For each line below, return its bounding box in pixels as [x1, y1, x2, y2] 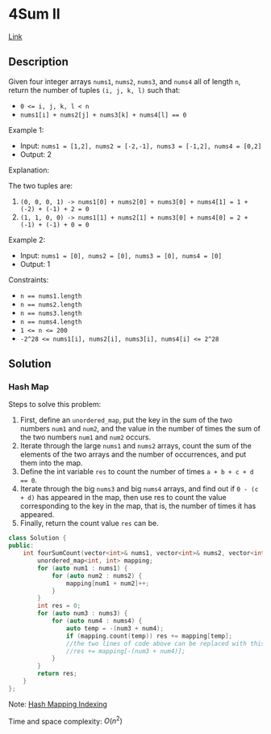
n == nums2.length [19, 300, 82, 308]
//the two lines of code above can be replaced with [65, 639, 248, 647]
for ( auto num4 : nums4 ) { [51, 617, 143, 626]
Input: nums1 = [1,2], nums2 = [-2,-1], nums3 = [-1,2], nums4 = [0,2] [19, 141, 262, 151]
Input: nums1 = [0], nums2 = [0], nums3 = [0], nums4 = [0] [19, 250, 223, 260]
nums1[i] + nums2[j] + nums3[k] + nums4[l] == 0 [19, 111, 187, 119]
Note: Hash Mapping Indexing [8, 699, 107, 709]
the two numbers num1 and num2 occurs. [19, 432, 152, 442]
